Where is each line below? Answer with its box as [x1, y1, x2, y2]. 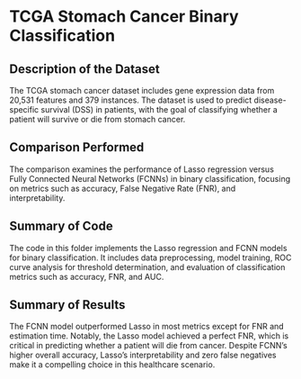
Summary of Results [9, 297, 126, 312]
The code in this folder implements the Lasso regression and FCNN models [9, 242, 288, 253]
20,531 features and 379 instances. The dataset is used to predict [9, 95, 252, 105]
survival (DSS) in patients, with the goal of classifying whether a [40, 104, 279, 114]
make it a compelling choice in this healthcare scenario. [9, 359, 216, 370]
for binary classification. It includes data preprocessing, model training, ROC [9, 252, 292, 263]
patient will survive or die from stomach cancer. [9, 114, 186, 124]
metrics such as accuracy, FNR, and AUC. [9, 271, 164, 282]
